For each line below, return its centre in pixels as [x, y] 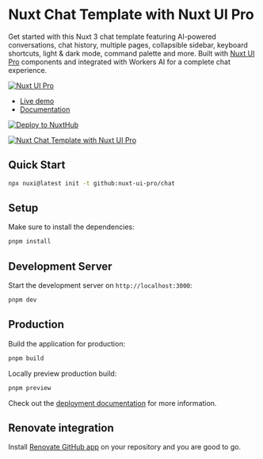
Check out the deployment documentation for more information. [112, 403]
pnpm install [30, 242]
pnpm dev [23, 300]
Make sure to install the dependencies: [71, 227]
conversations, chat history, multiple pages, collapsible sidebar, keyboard [128, 44]
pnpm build [26, 358]
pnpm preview [30, 388]
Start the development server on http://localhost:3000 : [100, 285]
